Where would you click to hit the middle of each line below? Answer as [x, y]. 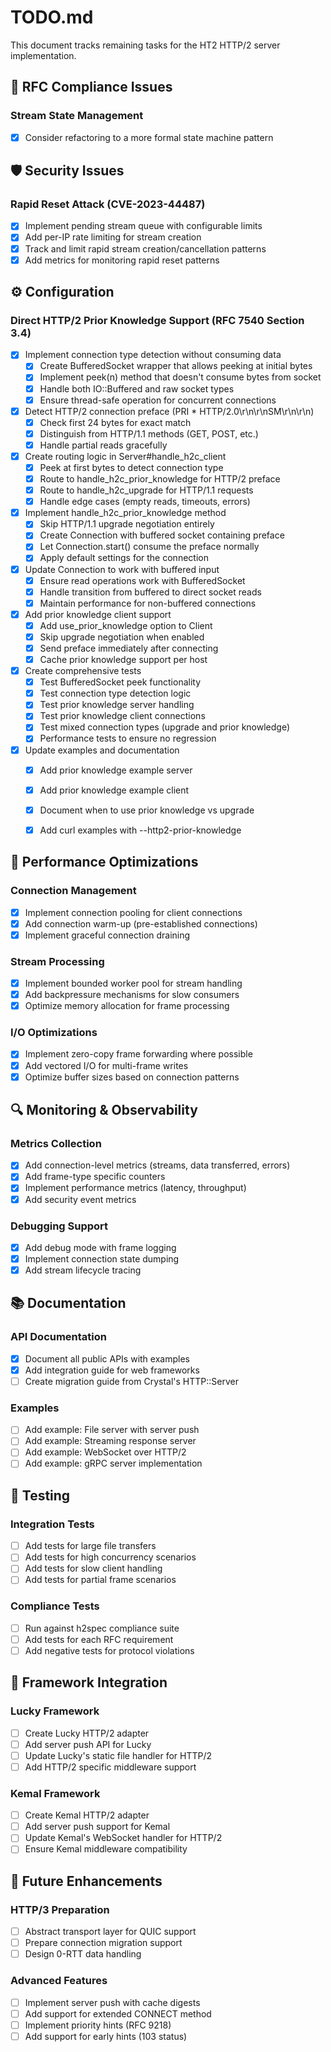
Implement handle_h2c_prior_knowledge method [125, 513]
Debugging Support [59, 1226]
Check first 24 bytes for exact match [115, 422]
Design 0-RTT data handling [83, 1954]
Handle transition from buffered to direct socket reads [150, 592]
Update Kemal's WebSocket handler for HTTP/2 [123, 1838]
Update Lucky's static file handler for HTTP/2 [118, 1755]
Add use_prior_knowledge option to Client [126, 625]
